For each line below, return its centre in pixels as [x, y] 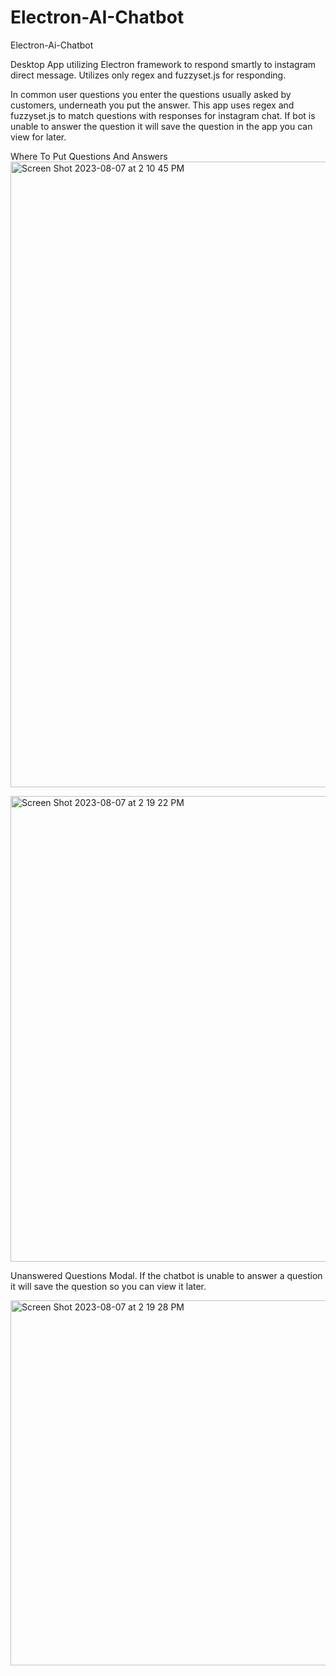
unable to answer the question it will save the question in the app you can [161, 126]
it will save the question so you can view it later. [108, 1286]
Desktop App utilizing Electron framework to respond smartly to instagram [163, 64]
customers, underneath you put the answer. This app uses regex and [152, 105]
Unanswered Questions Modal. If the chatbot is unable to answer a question [166, 1275]
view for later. [38, 137]
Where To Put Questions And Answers [89, 156]
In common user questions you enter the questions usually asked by [151, 94]
